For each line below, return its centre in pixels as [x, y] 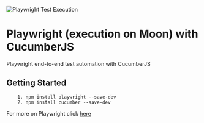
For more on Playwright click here [49, 113]
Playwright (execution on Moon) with [102, 34]
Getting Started [36, 83]
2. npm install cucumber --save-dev [64, 102]
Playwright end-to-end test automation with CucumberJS [79, 63]
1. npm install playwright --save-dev [67, 97]
